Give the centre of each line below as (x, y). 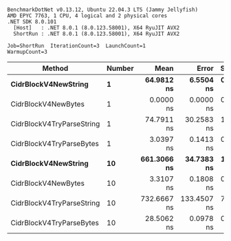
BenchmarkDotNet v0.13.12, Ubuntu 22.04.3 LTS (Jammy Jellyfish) (102, 10)
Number (120, 68)
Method (55, 68)
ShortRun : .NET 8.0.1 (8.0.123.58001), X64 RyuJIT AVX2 (97, 34)
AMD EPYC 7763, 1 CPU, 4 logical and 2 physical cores (87, 16)
